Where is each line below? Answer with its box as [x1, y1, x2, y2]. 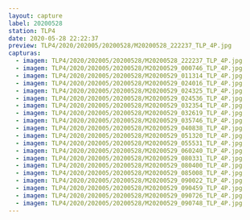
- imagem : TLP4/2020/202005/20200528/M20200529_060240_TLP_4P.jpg [15, 147, 243, 155]
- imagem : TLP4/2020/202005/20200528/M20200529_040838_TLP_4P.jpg [15, 124, 243, 132]
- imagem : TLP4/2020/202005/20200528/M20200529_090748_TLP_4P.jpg [15, 199, 243, 207]
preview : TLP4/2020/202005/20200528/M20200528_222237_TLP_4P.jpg [8, 42, 232, 50]
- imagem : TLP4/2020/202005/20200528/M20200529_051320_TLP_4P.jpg [15, 131, 243, 139]
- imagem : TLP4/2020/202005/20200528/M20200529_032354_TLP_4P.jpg [15, 102, 243, 110]
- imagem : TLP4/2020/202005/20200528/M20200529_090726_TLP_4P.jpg [15, 191, 243, 200]
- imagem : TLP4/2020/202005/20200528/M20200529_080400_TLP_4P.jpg [15, 162, 243, 170]
